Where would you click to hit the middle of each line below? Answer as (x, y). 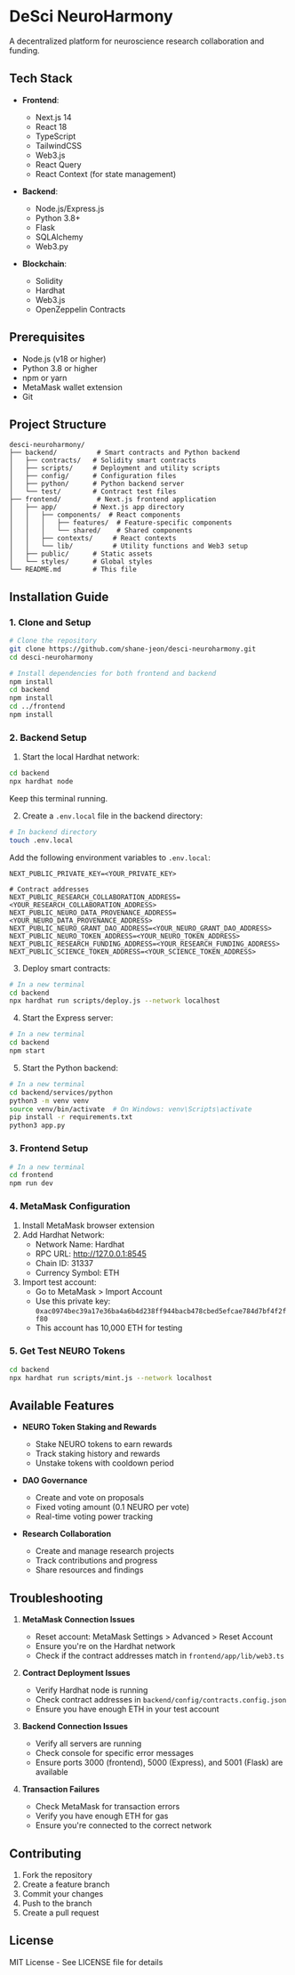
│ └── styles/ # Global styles (81, 562)
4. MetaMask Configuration (70, 1207)
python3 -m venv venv (49, 1101)
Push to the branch (57, 1903)
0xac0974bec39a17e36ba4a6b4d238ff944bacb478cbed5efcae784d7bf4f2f (161, 1312)
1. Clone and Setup (50, 622)
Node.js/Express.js (70, 208)
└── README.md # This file (73, 570)
